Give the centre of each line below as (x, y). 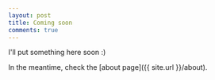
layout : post (30, 15)
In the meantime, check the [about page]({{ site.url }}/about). (108, 67)
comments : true (33, 30)
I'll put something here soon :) (57, 53)
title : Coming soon (40, 23)
